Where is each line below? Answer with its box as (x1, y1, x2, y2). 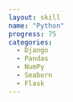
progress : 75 (8, 29, 57, 38)
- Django (16, 46, 49, 55)
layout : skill (8, 12, 61, 22)
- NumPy (16, 63, 45, 72)
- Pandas (16, 54, 49, 63)
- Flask (16, 79, 45, 88)
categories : (8, 37, 53, 47)
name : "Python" (8, 21, 65, 30)
